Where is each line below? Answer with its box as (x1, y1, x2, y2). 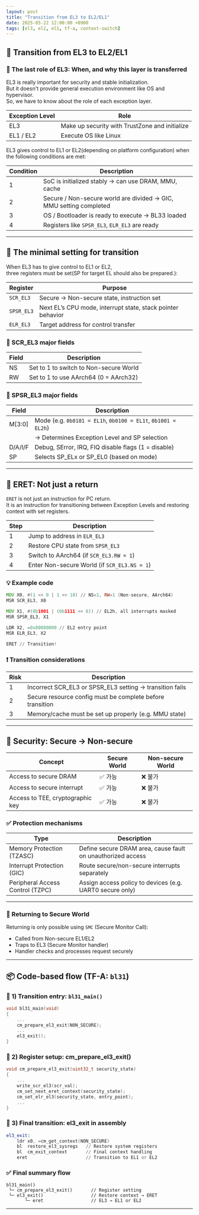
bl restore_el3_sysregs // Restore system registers (17, 1144, 158, 1150)
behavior (39, 310, 64, 319)
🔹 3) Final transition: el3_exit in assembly (6, 1119, 127, 1127)
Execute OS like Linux (60, 131, 121, 140)
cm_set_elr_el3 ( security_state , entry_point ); (17, 1094, 134, 1100)
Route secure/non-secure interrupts (79, 861, 181, 870)
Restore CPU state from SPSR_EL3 (28, 542, 120, 550)
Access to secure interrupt (9, 783, 84, 791)
